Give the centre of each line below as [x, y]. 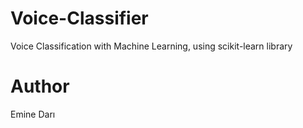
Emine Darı [33, 114]
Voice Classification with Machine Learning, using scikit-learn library [151, 46]
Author [40, 86]
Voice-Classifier [79, 18]
